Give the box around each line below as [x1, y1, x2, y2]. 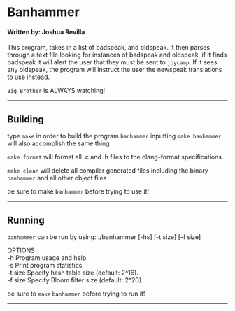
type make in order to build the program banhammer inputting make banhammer [7, 132, 222, 140]
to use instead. [7, 73, 50, 81]
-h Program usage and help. [7, 254, 89, 262]
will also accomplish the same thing [7, 139, 110, 147]
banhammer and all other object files [7, 174, 107, 182]
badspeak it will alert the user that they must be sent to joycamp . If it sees [7, 58, 218, 66]
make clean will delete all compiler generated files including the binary [7, 166, 208, 175]
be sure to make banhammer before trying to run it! [7, 289, 145, 298]
